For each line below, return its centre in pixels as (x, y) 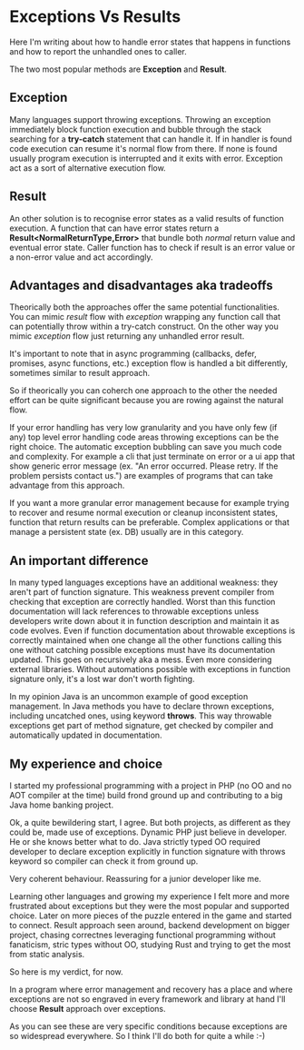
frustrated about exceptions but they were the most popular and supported (150, 906)
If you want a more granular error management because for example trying (149, 503)
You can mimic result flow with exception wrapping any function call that (145, 317)
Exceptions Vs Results (95, 17)
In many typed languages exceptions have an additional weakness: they (144, 582)
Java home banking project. (62, 805)
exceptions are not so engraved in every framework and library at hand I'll (147, 999)
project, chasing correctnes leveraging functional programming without (143, 935)
